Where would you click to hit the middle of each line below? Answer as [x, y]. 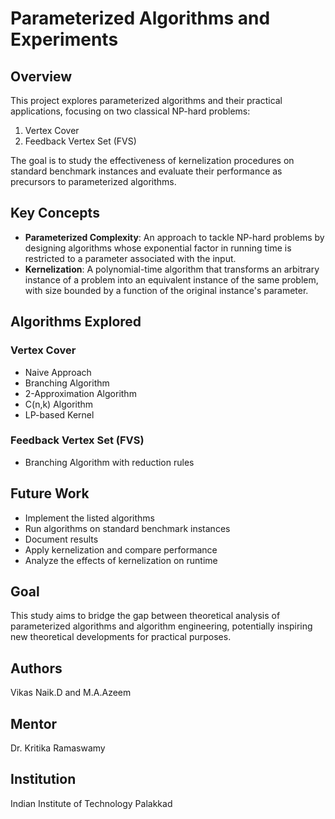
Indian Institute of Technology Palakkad [91, 803]
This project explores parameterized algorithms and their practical [146, 100]
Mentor [34, 723]
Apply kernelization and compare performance [121, 549]
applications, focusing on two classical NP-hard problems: [130, 111]
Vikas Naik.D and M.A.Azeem [71, 693]
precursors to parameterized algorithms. [93, 181]
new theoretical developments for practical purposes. [121, 637]
